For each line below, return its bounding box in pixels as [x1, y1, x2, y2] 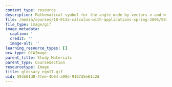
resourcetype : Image [5, 64, 50, 70]
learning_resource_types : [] [5, 46, 68, 51]
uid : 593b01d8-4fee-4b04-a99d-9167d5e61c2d [5, 74, 100, 79]
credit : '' [10, 36, 33, 41]
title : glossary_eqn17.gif [5, 70, 63, 75]
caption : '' [10, 31, 36, 36]
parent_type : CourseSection [5, 60, 66, 65]
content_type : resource [5, 7, 56, 13]
